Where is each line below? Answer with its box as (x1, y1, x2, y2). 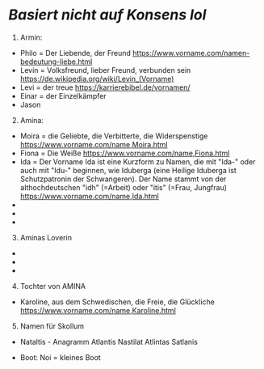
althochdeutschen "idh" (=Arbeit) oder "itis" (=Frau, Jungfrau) (19, 182, 228, 192)
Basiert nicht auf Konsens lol (8, 6, 207, 24)
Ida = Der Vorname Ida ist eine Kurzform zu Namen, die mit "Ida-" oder (19, 156, 256, 167)
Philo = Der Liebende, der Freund (19, 48, 132, 57)
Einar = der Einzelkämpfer (19, 91, 107, 100)
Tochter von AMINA (19, 281, 86, 291)
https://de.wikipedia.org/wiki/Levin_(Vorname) (19, 74, 174, 83)
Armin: (19, 32, 43, 42)
